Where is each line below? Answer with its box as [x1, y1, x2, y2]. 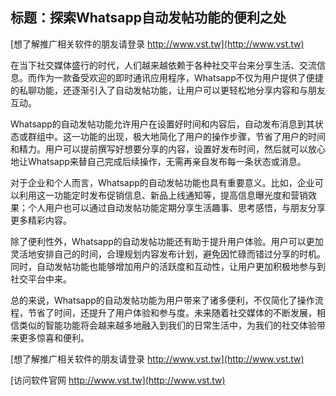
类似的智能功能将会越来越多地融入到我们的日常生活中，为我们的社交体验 [18, 319, 317, 331]
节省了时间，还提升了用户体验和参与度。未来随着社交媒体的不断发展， [27, 306, 317, 318]
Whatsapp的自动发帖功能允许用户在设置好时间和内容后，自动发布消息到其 [10, 118, 315, 130]
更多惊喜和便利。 [18, 331, 90, 343]
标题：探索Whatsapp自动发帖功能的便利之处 [10, 9, 287, 27]
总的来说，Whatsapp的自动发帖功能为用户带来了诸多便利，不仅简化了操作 [10, 294, 315, 306]
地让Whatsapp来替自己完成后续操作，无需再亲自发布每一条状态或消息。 [10, 155, 307, 167]
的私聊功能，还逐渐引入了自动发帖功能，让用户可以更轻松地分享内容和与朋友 [10, 84, 326, 96]
